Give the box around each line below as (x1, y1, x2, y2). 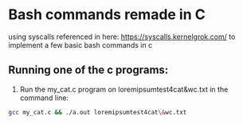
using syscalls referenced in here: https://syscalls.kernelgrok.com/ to (8, 32, 236, 41)
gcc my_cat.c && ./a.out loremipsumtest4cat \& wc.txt (8, 108, 187, 116)
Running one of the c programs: (8, 64, 169, 77)
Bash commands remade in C (8, 6, 206, 24)
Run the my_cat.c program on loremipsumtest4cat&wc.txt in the (19, 84, 229, 94)
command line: (19, 93, 69, 103)
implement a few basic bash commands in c (8, 40, 153, 49)
